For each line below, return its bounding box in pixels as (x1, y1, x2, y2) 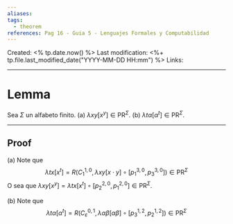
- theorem (13, 23, 42, 30)
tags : (7, 17, 23, 24)
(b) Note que (7, 196, 44, 205)
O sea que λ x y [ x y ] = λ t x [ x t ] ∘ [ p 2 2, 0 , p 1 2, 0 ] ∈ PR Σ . (7, 180, 153, 191)
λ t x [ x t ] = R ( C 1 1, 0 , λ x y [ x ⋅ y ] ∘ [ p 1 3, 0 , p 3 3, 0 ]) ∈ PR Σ (44, 166, 189, 178)
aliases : (7, 10, 33, 17)
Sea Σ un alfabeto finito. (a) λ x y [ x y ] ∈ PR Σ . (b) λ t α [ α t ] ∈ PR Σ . (7, 110, 185, 119)
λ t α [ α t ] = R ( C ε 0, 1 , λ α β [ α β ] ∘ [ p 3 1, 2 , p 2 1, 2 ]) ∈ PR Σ (46, 207, 187, 218)
